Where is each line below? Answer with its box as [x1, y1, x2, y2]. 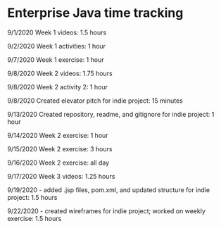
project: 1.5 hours [7, 193, 58, 201]
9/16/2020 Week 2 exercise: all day [7, 158, 110, 167]
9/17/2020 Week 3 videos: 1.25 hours [7, 172, 115, 180]
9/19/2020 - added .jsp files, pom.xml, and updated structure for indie [7, 185, 210, 194]
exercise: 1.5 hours [7, 214, 62, 222]
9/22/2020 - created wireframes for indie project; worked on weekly [7, 206, 206, 215]
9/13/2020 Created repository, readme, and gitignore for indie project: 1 [7, 110, 215, 118]
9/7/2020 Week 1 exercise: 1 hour [7, 55, 104, 64]
